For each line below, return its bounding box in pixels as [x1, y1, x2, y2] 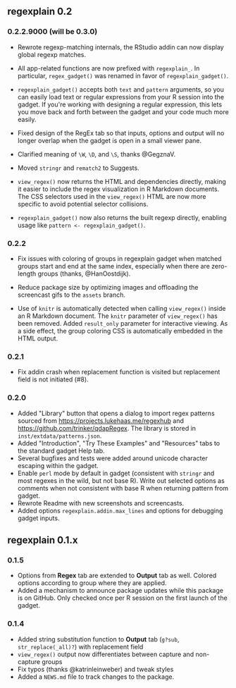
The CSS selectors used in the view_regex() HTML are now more [17, 192, 206, 200]
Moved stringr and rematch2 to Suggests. [17, 164, 139, 172]
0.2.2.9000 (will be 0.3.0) [7, 27, 98, 37]
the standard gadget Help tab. [17, 446, 105, 455]
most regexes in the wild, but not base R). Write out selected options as [17, 476, 225, 485]
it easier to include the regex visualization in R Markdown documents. [17, 185, 220, 193]
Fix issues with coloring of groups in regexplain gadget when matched [17, 254, 222, 263]
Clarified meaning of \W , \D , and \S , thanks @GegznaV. [17, 149, 176, 158]
